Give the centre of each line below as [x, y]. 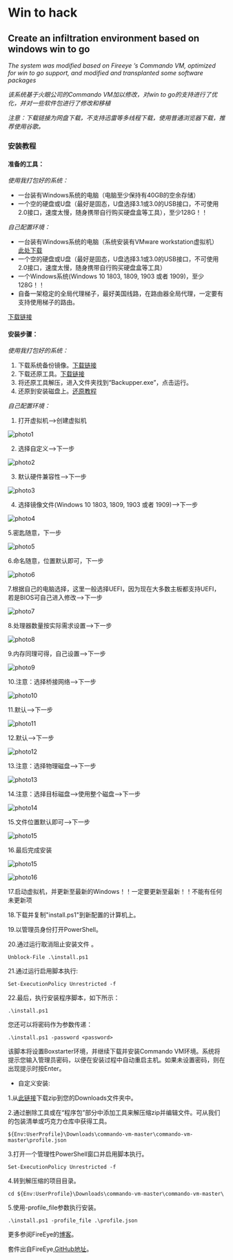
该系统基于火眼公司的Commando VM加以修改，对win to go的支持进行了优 [113, 94]
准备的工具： [26, 164]
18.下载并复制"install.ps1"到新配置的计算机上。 [74, 915]
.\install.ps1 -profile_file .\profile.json [73, 1221]
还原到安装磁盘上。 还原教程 [57, 391]
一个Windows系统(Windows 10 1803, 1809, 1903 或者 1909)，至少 [111, 276]
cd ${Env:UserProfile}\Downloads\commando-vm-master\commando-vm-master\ [116, 1194]
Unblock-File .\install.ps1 [48, 957]
